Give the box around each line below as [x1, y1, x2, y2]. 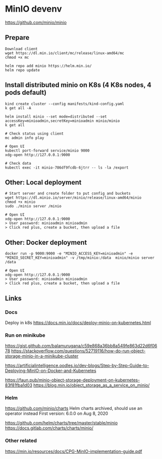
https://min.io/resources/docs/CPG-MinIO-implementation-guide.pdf [5, 448, 143, 454]
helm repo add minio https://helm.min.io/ [5, 63, 92, 68]
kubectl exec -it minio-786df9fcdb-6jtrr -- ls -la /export [5, 165, 129, 170]
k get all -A [5, 105, 31, 110]
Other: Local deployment [5, 178, 82, 187]
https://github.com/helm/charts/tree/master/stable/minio [5, 420, 118, 426]
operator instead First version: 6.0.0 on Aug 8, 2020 [5, 410, 108, 416]
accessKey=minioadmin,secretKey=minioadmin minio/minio [5, 118, 120, 123]
